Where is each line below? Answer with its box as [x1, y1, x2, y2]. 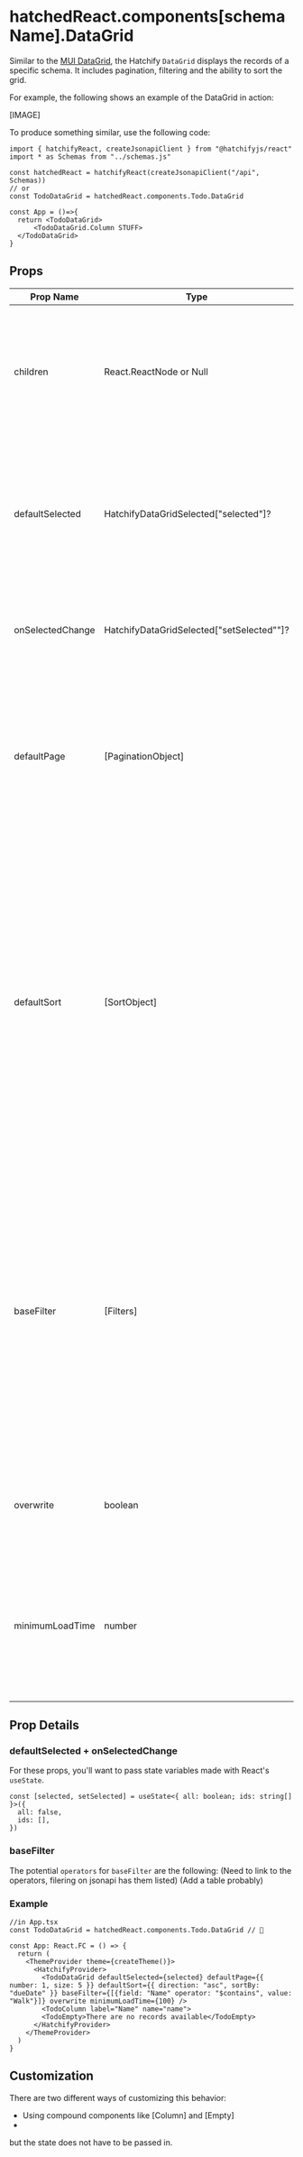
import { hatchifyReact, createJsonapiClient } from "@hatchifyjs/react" [9, 144, 293, 153]
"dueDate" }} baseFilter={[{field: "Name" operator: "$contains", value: [9, 1989, 293, 1998]
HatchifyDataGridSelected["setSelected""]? [103, 623, 290, 636]
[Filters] [103, 1304, 138, 1317]
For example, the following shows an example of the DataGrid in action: [9, 92, 274, 103]
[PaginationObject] [103, 750, 185, 762]
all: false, [17, 1808, 63, 1817]
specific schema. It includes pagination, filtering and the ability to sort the [9, 65, 282, 76]
